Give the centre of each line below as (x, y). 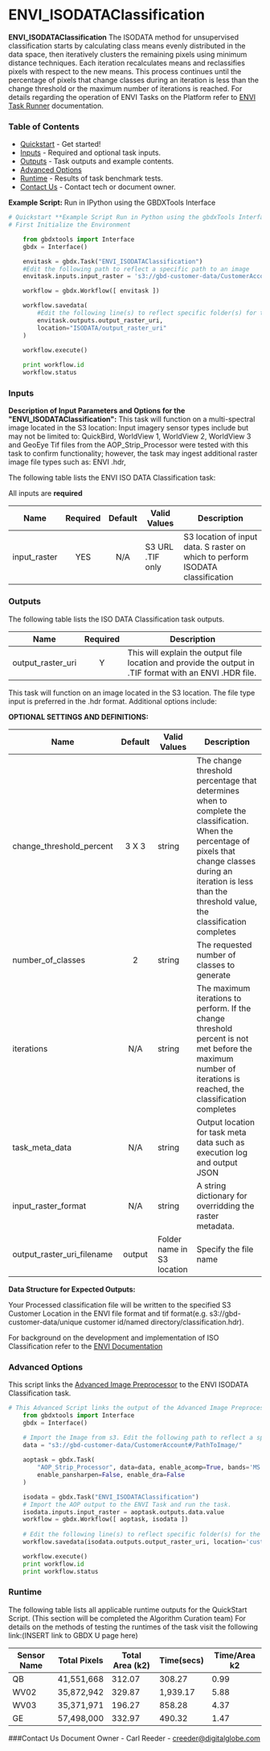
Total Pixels (81, 1660)
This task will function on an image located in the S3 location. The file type (132, 692)
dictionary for (222, 1196)
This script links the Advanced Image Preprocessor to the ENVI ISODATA (129, 1385)
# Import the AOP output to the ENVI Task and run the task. (127, 1504)
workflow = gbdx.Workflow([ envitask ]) (91, 291)
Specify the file (225, 1249)
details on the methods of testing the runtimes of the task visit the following (133, 1627)
